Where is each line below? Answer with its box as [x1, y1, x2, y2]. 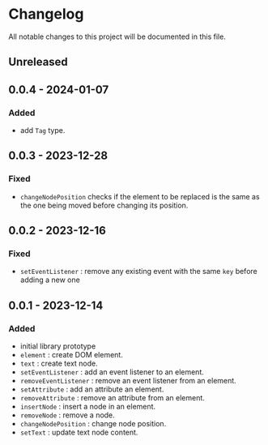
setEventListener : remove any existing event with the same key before [19, 267, 257, 276]
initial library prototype [19, 341, 96, 351]
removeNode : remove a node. [19, 410, 115, 420]
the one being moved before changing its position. [19, 200, 189, 210]
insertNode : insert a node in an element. [19, 402, 156, 412]
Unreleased [8, 55, 69, 69]
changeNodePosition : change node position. [19, 419, 167, 429]
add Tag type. [19, 126, 66, 135]
